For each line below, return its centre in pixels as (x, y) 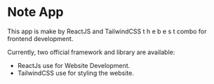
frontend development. (40, 38)
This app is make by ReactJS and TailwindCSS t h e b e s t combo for (107, 31)
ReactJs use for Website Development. (74, 65)
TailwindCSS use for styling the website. (76, 73)
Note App (36, 12)
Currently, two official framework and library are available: (91, 52)
